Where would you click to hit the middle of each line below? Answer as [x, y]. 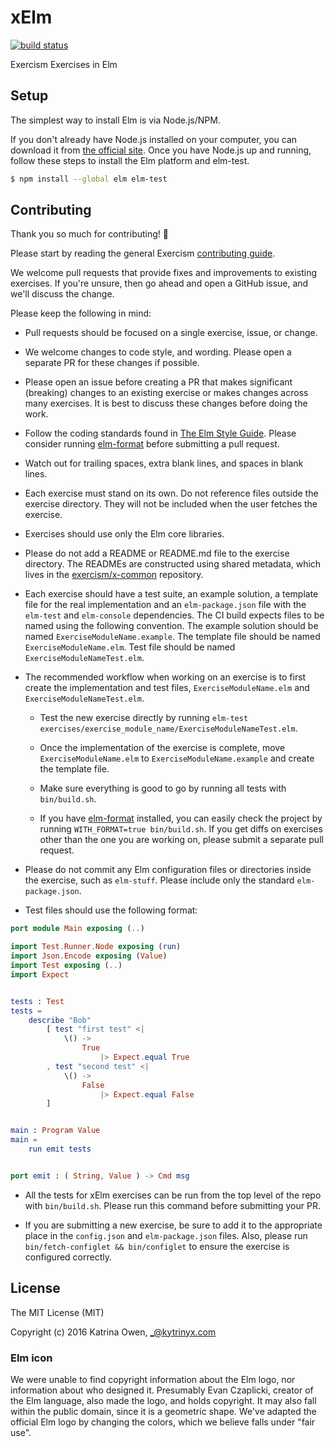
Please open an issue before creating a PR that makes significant [158, 382]
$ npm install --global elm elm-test [89, 179]
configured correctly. [68, 1257]
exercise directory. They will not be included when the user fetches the [171, 504]
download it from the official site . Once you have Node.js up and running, [161, 150]
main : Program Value [55, 1131]
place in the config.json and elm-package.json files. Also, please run [166, 1235]
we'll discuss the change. [62, 294]
